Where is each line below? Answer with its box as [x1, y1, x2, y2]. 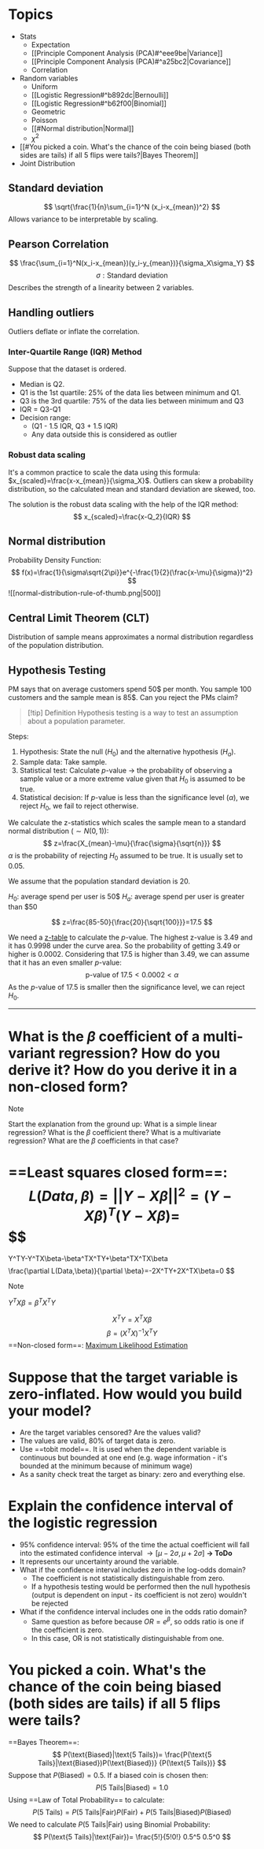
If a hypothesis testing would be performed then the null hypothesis [31, 1582, 251, 1591]
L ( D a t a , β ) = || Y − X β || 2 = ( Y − [28, 1184, 233, 1205]
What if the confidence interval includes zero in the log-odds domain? [19, 1565, 246, 1575]
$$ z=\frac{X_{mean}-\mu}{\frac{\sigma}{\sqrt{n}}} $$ [42, 839, 222, 848]
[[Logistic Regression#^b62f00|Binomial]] [31, 99, 167, 108]
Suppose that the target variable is [8, 1368, 238, 1386]
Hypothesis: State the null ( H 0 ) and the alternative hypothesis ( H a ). [19, 747, 236, 758]
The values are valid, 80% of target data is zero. [19, 1436, 176, 1445]
